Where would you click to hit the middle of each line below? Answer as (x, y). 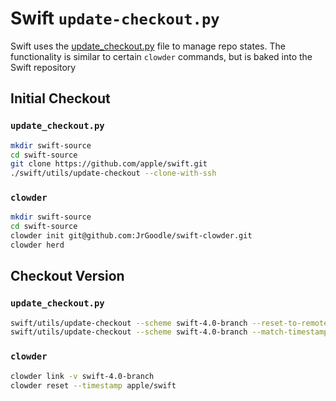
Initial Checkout (60, 98)
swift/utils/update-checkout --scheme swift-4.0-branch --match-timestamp (169, 332)
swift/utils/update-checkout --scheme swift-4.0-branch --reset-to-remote (169, 323)
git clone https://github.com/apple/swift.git (109, 164)
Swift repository (43, 67)
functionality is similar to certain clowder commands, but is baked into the (161, 56)
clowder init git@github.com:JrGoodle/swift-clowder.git (131, 236)
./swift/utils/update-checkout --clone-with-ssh (113, 173)
